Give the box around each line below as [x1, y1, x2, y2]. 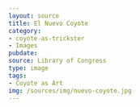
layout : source [8, 11, 60, 20]
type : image [8, 64, 49, 72]
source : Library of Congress [8, 57, 107, 65]
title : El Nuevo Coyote [8, 19, 89, 27]
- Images [8, 42, 38, 50]
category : [8, 27, 42, 35]
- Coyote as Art [8, 79, 63, 87]
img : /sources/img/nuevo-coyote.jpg [8, 86, 132, 95]
